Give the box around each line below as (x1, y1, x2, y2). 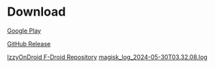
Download (7, 4, 66, 20)
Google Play (7, 27, 42, 35)
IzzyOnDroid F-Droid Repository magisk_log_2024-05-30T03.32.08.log (7, 52, 208, 61)
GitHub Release (7, 39, 51, 48)
